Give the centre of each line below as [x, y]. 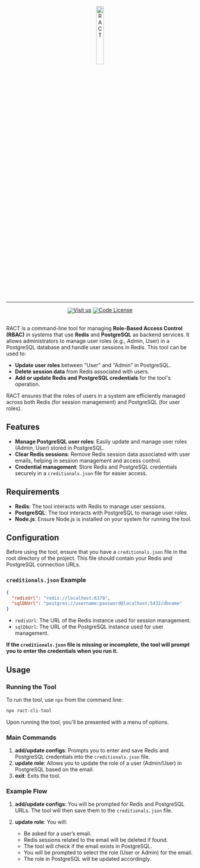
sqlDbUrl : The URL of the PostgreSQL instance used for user [89, 627]
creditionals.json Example [46, 580]
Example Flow [27, 791]
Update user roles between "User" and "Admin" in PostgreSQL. [93, 365]
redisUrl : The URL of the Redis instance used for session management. [103, 621]
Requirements [33, 492]
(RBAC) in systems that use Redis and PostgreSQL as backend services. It [98, 334]
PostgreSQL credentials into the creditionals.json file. [82, 757]
